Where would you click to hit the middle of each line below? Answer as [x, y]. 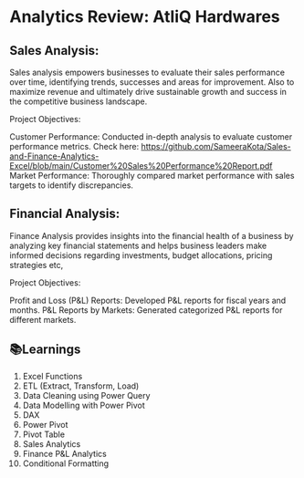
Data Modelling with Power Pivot [84, 405]
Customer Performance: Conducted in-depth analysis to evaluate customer [151, 137]
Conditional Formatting [66, 463]
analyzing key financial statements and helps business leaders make [138, 245]
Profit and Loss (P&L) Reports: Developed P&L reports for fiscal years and [148, 300]
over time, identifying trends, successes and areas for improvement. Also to [152, 82]
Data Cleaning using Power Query [86, 395]
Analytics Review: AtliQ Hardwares [145, 17]
